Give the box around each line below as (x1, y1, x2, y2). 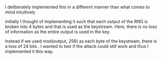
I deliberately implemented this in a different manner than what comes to (5, 4, 150, 10)
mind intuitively (5, 9, 35, 15)
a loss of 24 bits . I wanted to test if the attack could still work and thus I (5, 44, 149, 49)
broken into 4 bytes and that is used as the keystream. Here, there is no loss (5, 24, 157, 29)
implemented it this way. (5, 48, 54, 54)
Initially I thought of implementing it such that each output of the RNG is (5, 19, 148, 24)
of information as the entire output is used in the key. (5, 29, 111, 34)
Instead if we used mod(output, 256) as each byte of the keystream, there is (5, 38, 157, 44)
